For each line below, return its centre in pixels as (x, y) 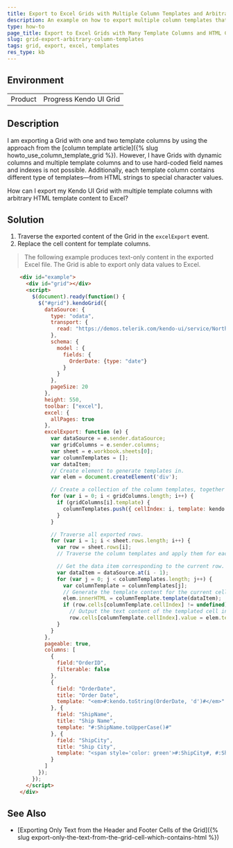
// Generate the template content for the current (138, 592)
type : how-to (26, 26)
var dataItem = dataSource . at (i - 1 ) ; (113, 573)
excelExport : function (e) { (86, 432)
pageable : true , (68, 643)
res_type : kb (26, 53)
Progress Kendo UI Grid (81, 99)
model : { (71, 348)
